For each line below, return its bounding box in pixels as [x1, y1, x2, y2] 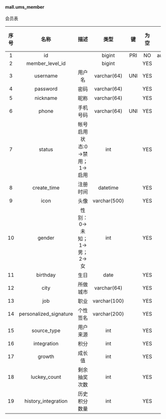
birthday [36, 272, 56, 279]
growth [38, 353, 54, 360]
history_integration [24, 398, 68, 405]
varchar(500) [92, 197, 124, 204]
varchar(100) [92, 297, 124, 304]
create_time [32, 185, 60, 191]
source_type [31, 327, 61, 334]
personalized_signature [19, 311, 73, 318]
